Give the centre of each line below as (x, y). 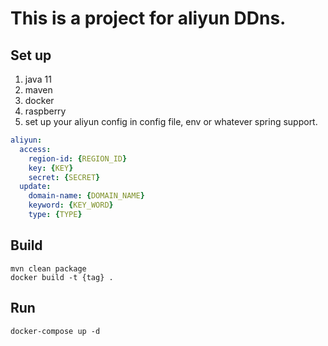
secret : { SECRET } (64, 177)
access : (35, 149)
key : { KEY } (51, 168)
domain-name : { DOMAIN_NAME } (86, 196)
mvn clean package (48, 268)
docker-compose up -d (55, 331)
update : (35, 187)
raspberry (45, 111)
